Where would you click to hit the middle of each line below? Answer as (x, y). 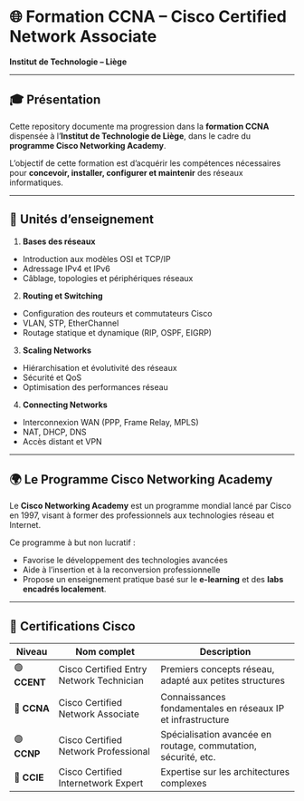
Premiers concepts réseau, (218, 669)
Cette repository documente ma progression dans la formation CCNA (139, 126)
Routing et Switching (62, 296)
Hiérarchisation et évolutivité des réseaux (100, 367)
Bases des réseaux (59, 241)
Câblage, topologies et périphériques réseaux (108, 278)
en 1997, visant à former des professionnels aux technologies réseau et (142, 515)
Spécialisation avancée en (216, 735)
